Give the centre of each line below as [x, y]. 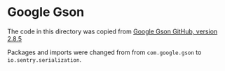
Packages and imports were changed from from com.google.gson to [104, 52]
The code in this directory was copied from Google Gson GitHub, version [112, 31]
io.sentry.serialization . [45, 59]
